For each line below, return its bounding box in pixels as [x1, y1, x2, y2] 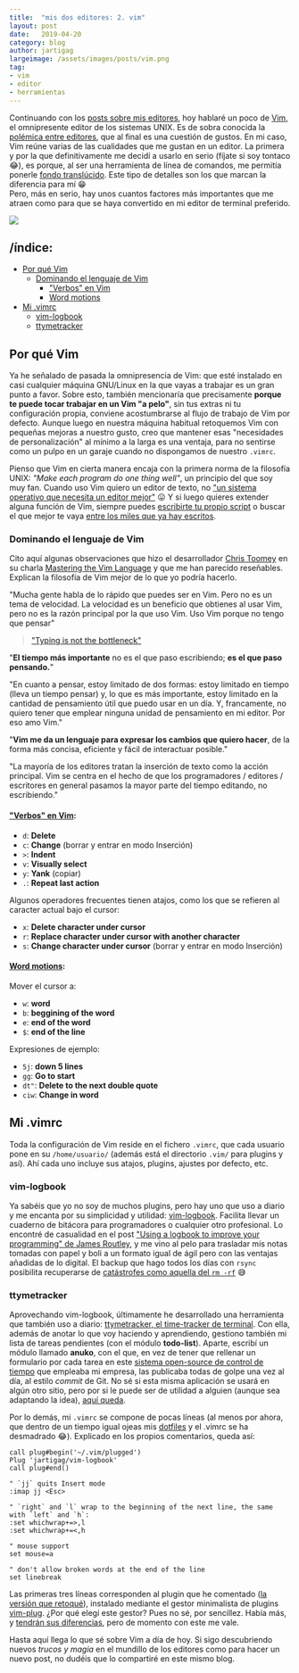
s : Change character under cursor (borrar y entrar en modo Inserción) [21, 940, 283, 951]
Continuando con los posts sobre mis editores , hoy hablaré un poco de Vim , [9, 112, 288, 123]
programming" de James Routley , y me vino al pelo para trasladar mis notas [9, 1238, 288, 1249]
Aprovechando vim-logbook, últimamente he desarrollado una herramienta [9, 1309, 284, 1321]
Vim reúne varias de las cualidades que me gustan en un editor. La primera [9, 140, 285, 152]
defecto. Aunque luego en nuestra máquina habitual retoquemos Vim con [9, 418, 279, 428]
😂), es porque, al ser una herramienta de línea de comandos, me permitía [9, 160, 282, 170]
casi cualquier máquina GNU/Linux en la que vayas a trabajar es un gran [9, 380, 275, 391]
